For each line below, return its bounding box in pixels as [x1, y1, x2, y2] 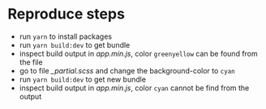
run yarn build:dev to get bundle [19, 40, 131, 49]
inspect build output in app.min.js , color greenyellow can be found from [19, 48, 259, 58]
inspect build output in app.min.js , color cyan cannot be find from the [19, 82, 250, 93]
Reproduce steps [7, 5, 125, 23]
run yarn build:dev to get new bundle [19, 74, 147, 84]
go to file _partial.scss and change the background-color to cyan [19, 65, 236, 75]
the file [19, 57, 43, 67]
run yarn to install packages [19, 31, 113, 41]
